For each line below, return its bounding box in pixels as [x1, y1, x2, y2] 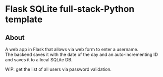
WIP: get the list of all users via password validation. [5, 66, 111, 72]
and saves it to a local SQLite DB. [5, 57, 73, 62]
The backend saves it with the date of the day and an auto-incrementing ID [5, 51, 158, 57]
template [5, 14, 43, 25]
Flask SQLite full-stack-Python [5, 3, 135, 15]
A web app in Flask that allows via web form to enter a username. [5, 47, 139, 52]
